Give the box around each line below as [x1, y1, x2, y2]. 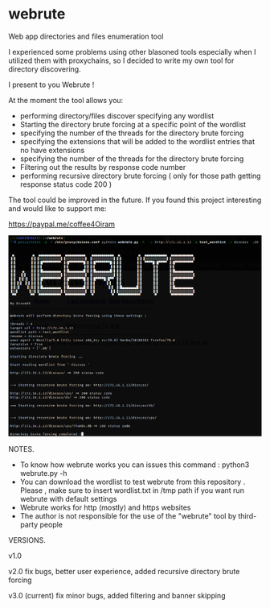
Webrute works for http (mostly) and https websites [19, 503, 191, 512]
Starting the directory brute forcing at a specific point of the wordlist [19, 119, 247, 129]
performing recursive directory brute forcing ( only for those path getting [19, 171, 261, 180]
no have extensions [19, 145, 85, 155]
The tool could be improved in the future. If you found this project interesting [8, 195, 262, 205]
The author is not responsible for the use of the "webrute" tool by [19, 511, 237, 520]
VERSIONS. [8, 535, 47, 544]
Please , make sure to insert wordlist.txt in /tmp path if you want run [19, 485, 245, 495]
